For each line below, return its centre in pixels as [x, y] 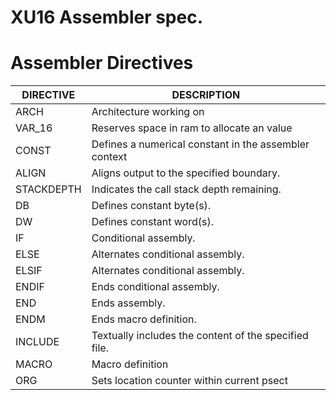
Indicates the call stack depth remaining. [186, 189]
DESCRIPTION [206, 95]
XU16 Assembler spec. [107, 17]
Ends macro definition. [144, 319]
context [109, 157]
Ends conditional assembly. [155, 287]
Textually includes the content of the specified [200, 336]
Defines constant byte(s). [151, 206]
